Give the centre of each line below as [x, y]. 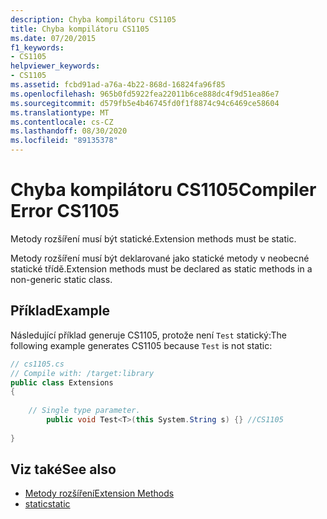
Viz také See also [63, 469]
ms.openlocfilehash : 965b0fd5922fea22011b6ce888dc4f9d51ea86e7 [145, 94]
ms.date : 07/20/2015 [53, 38]
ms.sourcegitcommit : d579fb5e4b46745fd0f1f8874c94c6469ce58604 [145, 103]
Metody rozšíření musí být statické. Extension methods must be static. [153, 238]
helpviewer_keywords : [55, 66]
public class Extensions [62, 382]
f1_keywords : [37, 47]
